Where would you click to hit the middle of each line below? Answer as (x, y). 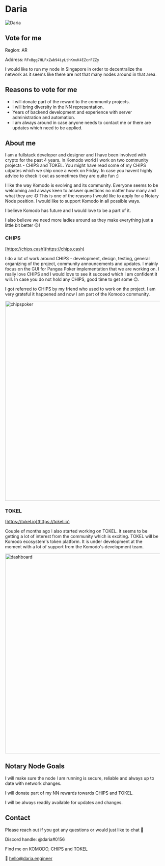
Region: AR (16, 50)
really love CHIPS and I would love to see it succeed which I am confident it (81, 274)
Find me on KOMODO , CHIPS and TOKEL (46, 849)
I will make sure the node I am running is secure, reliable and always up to (80, 778)
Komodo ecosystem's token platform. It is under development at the (74, 541)
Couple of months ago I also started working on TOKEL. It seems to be (76, 531)
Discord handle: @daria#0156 (35, 839)
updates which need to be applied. (47, 128)
